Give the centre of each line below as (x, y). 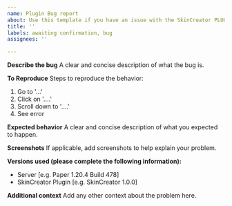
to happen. (22, 135)
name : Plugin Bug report (43, 13)
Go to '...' (30, 92)
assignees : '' (28, 39)
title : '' (21, 26)
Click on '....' (35, 99)
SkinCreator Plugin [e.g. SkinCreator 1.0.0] (77, 182)
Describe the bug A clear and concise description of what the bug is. (106, 65)
